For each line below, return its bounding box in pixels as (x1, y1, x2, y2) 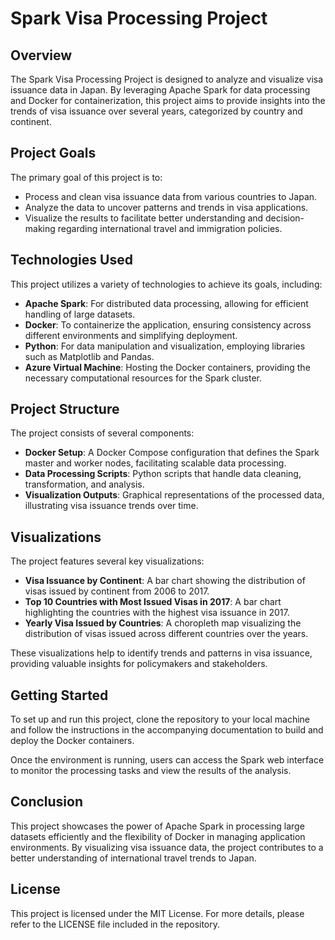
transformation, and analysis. (24, 478, 145, 491)
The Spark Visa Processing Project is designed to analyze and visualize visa (10, 73, 324, 85)
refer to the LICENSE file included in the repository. (10, 918, 221, 930)
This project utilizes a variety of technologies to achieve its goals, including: (10, 278, 323, 290)
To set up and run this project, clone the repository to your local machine (10, 713, 310, 726)
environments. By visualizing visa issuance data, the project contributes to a (10, 841, 324, 853)
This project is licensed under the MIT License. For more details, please (10, 907, 305, 919)
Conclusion (10, 793, 84, 811)
